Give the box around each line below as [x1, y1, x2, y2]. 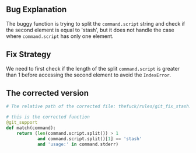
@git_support [6, 120, 38, 126]
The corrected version [6, 88, 89, 98]
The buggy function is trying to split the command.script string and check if [6, 20, 185, 27]
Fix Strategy [6, 50, 51, 60]
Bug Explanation [6, 5, 67, 15]
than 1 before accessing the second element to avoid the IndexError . [6, 71, 171, 78]
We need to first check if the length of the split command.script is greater [6, 65, 180, 72]
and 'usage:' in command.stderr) [37, 141, 118, 147]
